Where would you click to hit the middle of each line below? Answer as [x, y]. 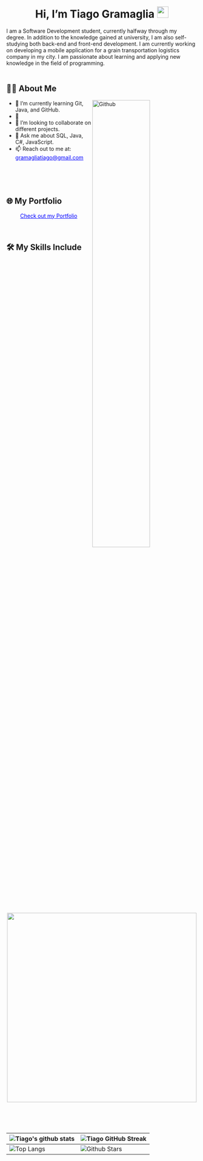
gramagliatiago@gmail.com [49, 157]
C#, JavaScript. [35, 142]
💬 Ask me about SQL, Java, [49, 135]
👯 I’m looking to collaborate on [53, 122]
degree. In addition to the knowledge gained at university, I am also [90, 37]
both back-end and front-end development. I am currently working [112, 44]
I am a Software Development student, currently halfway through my [92, 31]
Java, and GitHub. [38, 110]
